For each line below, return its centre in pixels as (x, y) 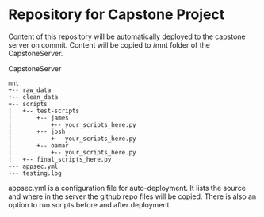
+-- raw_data (30, 90)
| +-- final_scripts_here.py (60, 159)
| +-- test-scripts (44, 111)
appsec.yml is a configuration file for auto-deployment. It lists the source (127, 188)
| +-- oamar (38, 145)
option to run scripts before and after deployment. (90, 204)
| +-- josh (37, 131)
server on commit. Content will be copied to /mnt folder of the (109, 44)
